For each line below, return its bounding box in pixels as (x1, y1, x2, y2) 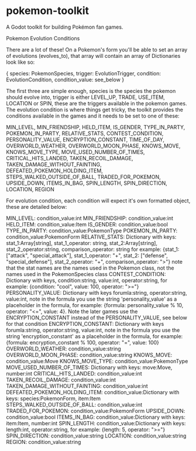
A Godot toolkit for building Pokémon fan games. (6, 23, 123, 30)
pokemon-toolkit (6, 4, 90, 18)
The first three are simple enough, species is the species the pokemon (6, 87, 176, 94)
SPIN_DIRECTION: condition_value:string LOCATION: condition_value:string (6, 432, 187, 439)
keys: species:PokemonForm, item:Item (6, 395, 101, 402)
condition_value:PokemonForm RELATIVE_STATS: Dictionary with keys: (6, 233, 177, 240)
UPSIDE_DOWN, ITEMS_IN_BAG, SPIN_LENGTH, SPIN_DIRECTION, (6, 180, 168, 187)
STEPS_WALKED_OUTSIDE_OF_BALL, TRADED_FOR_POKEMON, (6, 173, 161, 180)
